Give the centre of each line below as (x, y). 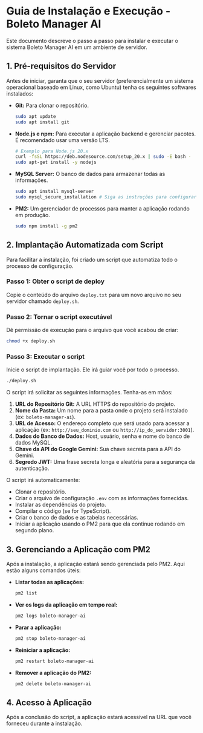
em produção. (32, 215)
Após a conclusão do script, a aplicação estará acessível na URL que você (99, 717)
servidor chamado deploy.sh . (43, 301)
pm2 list (26, 593)
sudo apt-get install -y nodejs (56, 162)
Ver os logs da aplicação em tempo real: (66, 604)
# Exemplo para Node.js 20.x (52, 151)
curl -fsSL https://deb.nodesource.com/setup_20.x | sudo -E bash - (103, 157)
